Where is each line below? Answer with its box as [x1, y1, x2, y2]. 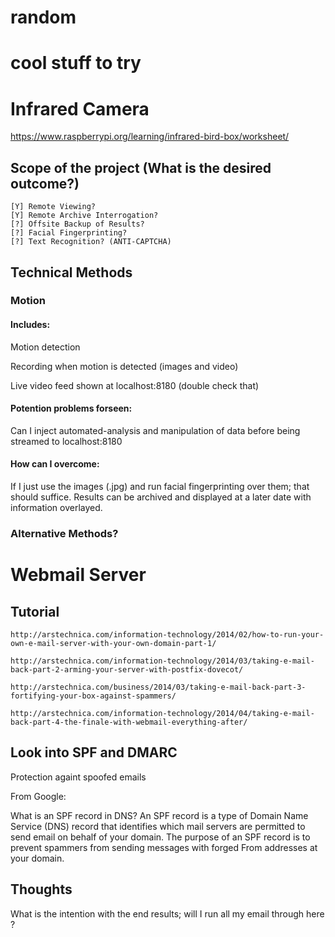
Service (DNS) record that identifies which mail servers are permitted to [10, 820, 306, 832]
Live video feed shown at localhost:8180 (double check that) [10, 379, 260, 391]
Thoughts [10, 881, 73, 898]
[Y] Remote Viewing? [10, 202, 97, 212]
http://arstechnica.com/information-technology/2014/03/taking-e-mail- [10, 656, 315, 666]
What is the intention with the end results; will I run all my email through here [10, 907, 325, 920]
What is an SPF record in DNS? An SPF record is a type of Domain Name [10, 809, 309, 821]
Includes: [10, 319, 51, 331]
